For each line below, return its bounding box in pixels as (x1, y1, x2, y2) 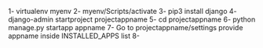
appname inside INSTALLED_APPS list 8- (8, 31, 140, 40)
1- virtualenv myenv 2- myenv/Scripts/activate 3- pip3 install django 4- (8, 7, 237, 15)
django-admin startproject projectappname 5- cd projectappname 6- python (8, 15, 256, 24)
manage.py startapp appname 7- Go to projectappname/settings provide (8, 23, 243, 32)
